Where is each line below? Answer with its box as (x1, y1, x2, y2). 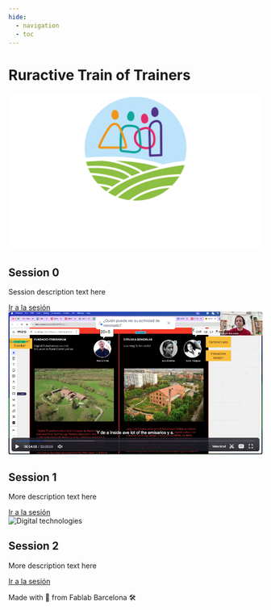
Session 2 (8, 539, 59, 553)
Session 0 (8, 265, 60, 279)
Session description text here (8, 287, 106, 297)
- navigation (15, 21, 60, 30)
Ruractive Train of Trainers (8, 65, 191, 84)
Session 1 (8, 470, 57, 484)
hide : (8, 13, 27, 21)
